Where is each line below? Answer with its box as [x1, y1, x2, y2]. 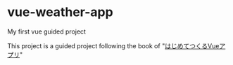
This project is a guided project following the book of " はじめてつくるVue [7, 41, 220, 50]
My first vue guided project [7, 27, 87, 36]
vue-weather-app [7, 4, 114, 20]
